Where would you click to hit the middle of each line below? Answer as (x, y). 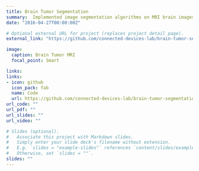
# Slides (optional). (33, 131)
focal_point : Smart (36, 60)
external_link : (25, 39)
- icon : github (25, 82)
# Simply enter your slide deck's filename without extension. (88, 143)
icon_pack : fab (30, 88)
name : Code (25, 93)
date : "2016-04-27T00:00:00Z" (44, 22)
